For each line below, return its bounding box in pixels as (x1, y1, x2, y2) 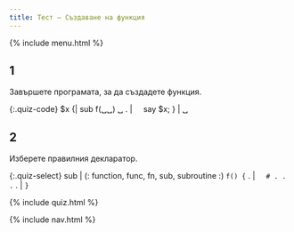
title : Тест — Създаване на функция (9, 12, 145, 22)
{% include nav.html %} (9, 214, 96, 225)
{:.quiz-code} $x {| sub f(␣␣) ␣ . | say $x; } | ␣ (9, 104, 189, 115)
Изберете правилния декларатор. (9, 153, 138, 164)
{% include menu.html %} (9, 37, 104, 48)
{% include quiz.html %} (9, 197, 99, 208)
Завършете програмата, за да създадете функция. (9, 86, 202, 98)
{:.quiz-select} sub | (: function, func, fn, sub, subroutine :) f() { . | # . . (9, 171, 287, 181)
